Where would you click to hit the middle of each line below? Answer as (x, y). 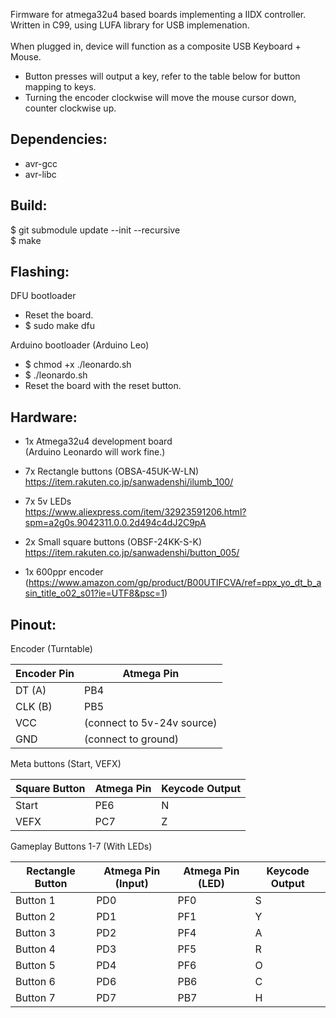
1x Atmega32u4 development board (98, 441)
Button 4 (35, 949)
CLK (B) (34, 707)
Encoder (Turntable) (51, 649)
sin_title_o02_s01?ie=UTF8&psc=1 (94, 593)
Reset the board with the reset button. (103, 386)
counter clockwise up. (70, 108)
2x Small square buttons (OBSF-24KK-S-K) (113, 542)
